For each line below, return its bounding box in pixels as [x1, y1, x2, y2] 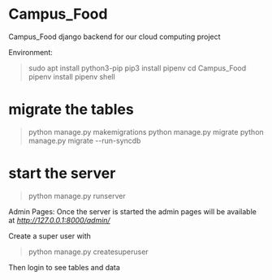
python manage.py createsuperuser [28, 247, 149, 256]
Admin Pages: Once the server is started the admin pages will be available [8, 206, 257, 216]
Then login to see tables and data [8, 262, 120, 272]
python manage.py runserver [28, 191, 126, 200]
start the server [8, 164, 116, 183]
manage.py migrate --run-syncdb [28, 136, 141, 145]
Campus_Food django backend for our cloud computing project [8, 32, 221, 41]
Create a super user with [8, 230, 92, 240]
